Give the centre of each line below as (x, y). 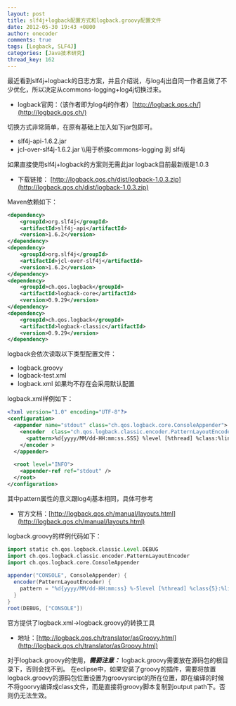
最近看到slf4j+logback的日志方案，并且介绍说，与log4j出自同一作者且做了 (114, 80)
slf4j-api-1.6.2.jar (42, 141)
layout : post (26, 14)
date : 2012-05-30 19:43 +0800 (52, 27)
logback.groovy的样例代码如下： (54, 535)
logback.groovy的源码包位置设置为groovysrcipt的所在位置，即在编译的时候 (116, 678)
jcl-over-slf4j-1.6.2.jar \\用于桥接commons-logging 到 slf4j (101, 149)
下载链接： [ (35, 179)
